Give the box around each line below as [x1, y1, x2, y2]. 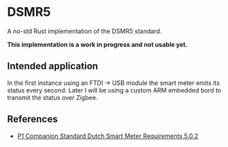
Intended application [7, 60, 99, 72]
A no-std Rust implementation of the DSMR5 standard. [7, 27, 162, 35]
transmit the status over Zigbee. [7, 93, 98, 101]
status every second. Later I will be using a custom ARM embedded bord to [7, 86, 222, 94]
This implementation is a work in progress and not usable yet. [7, 40, 188, 48]
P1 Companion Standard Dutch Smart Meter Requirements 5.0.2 [17, 132, 199, 140]
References [7, 113, 58, 125]
